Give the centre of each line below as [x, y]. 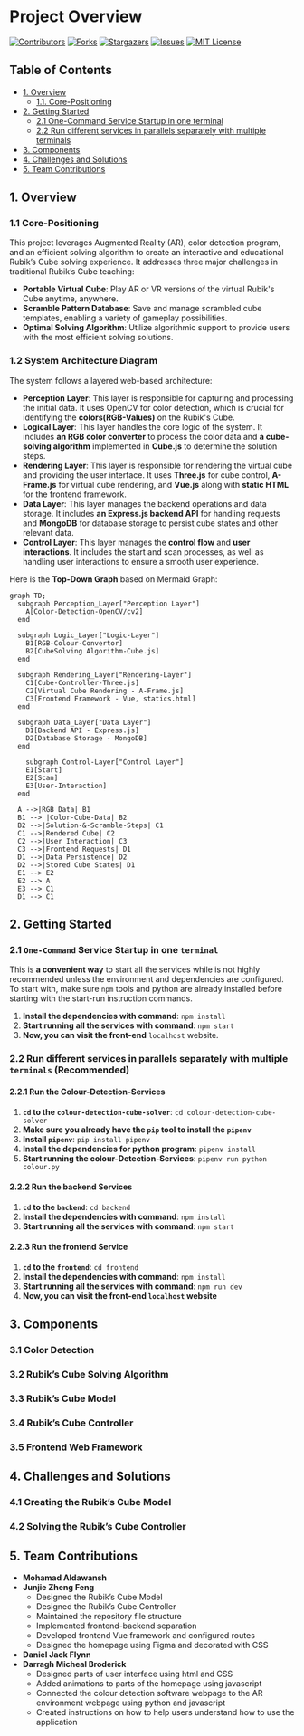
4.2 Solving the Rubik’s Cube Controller [98, 1527]
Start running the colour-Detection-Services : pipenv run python [144, 1158]
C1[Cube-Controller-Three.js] [83, 682]
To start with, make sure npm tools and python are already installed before [146, 989]
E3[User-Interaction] [66, 786]
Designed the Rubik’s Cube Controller [106, 1607]
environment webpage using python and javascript [131, 1703]
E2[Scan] [42, 777]
